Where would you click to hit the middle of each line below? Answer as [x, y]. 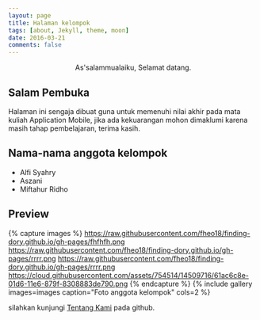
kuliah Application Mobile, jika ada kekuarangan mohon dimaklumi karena [128, 120]
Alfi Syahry [38, 172]
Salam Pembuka [49, 92]
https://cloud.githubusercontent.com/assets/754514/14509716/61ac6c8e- [129, 275]
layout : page [30, 15]
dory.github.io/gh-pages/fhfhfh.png [67, 242]
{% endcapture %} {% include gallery [191, 284]
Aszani [31, 181]
